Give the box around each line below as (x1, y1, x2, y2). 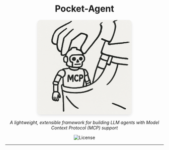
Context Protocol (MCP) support (51, 124, 118, 131)
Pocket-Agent (54, 3, 115, 15)
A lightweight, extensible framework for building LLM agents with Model (10, 119, 159, 125)
